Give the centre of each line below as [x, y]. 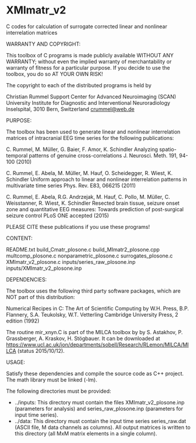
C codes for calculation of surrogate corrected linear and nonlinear [87, 26]
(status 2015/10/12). [41, 351]
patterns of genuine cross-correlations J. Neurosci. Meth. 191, [104, 155]
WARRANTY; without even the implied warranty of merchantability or [89, 61]
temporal [17, 155]
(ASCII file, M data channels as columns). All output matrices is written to [102, 427]
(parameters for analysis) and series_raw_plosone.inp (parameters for [99, 408]
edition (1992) [23, 321]
